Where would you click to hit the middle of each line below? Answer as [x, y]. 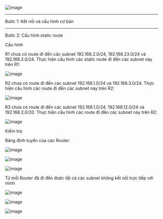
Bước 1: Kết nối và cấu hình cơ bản [39, 21]
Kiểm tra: [14, 131]
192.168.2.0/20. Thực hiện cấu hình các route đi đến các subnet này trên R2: [81, 112]
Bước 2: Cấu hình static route [34, 35]
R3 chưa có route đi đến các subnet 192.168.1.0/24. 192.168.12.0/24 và [75, 107]
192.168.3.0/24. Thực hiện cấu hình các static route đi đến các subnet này [79, 59]
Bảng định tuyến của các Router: [38, 140]
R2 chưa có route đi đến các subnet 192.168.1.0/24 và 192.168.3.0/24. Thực [80, 83]
